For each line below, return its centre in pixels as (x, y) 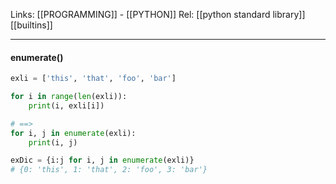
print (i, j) (53, 142)
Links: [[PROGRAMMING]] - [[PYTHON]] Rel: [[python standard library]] (158, 14)
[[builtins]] (31, 25)
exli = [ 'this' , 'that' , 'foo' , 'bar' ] (93, 79)
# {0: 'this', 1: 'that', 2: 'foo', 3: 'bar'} (109, 170)
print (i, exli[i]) (66, 105)
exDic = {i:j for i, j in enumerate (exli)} (102, 160)
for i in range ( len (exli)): (69, 97)
